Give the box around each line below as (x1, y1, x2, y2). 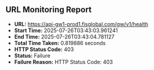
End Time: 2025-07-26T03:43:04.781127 (14, 33, 115, 40)
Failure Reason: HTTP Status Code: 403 (14, 58, 113, 65)
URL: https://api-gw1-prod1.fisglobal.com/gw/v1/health (14, 20, 149, 27)
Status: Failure (14, 52, 51, 59)
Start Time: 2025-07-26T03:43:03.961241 (14, 27, 118, 34)
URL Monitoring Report (5, 5, 92, 15)
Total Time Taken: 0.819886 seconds (14, 39, 106, 46)
